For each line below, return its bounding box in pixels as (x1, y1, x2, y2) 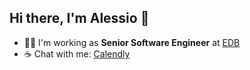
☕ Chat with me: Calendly (23, 47, 131, 60)
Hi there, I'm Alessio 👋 (9, 10, 150, 27)
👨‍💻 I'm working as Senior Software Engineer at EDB (23, 36, 241, 48)
